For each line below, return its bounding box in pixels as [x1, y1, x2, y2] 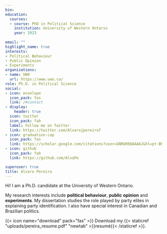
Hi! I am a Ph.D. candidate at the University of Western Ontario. [5, 183, 134, 189]
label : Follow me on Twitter [9, 123, 70, 128]
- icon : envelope [5, 91, 41, 96]
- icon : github [5, 146, 37, 151]
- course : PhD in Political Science [9, 21, 85, 26]
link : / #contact [9, 100, 43, 105]
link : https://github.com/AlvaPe [9, 155, 79, 160]
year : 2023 [14, 30, 37, 35]
